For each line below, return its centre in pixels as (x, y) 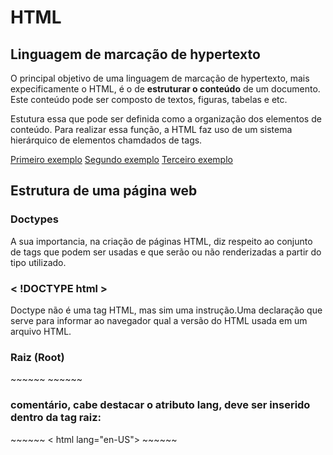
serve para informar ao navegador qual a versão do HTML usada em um (159, 320)
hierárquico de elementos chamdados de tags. (106, 140)
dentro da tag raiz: (56, 418)
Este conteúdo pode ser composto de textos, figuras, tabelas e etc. (149, 99)
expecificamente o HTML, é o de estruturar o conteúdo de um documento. (165, 89)
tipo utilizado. (38, 262)
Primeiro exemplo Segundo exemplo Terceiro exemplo (121, 159)
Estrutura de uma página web (104, 191)
